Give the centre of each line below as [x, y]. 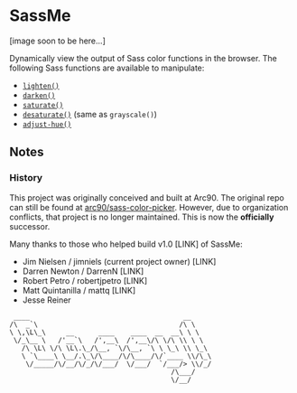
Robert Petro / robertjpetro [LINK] [84, 280]
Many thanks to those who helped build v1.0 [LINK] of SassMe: [126, 244]
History [26, 178]
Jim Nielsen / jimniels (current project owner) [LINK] [119, 261]
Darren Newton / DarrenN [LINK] [83, 271]
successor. [30, 226]
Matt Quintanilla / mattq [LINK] [79, 290]
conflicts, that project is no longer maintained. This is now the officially [142, 217]
